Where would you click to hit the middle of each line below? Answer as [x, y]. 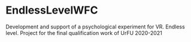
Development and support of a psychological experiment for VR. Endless [95, 27]
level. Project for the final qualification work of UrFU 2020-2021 [84, 33]
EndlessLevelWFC [52, 10]
